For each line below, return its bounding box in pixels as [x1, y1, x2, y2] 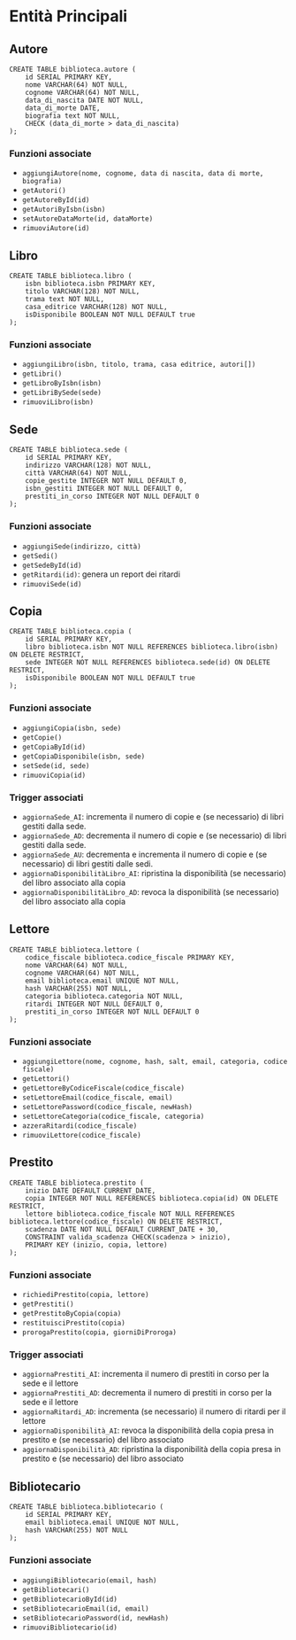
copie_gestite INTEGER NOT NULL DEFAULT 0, [25, 477, 188, 486]
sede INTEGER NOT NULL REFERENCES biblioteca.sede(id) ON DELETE [25, 658, 271, 667]
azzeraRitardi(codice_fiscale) [21, 1122, 138, 1131]
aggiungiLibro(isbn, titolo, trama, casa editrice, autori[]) [21, 361, 256, 369]
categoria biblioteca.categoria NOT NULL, [25, 991, 184, 1000]
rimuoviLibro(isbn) [21, 398, 95, 407]
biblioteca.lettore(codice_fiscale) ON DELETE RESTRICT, [9, 1216, 224, 1226]
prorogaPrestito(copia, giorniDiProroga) [21, 1328, 177, 1337]
